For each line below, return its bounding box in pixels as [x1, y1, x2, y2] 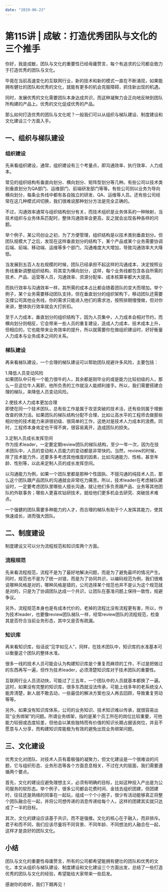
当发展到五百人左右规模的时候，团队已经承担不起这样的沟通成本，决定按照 [5, 261, 158, 267]
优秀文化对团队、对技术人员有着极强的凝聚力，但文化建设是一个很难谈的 [5, 756, 154, 762]
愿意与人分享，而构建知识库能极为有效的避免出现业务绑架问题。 [5, 725, 136, 731]
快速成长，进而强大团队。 [5, 513, 58, 519]
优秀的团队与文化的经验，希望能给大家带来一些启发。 [5, 870, 115, 876]
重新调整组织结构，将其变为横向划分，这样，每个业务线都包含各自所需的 [13, 268, 163, 274]
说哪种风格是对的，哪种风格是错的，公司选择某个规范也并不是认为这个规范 [5, 581, 158, 587]
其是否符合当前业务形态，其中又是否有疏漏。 [5, 618, 97, 624]
